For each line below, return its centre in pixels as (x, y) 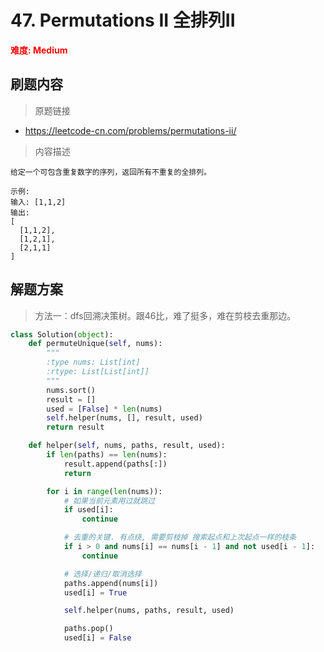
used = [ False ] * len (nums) (104, 409)
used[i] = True (95, 592)
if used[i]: (88, 510)
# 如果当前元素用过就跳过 (109, 501)
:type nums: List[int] (93, 362)
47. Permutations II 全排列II (123, 20)
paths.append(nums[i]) (111, 583)
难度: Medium (39, 50)
